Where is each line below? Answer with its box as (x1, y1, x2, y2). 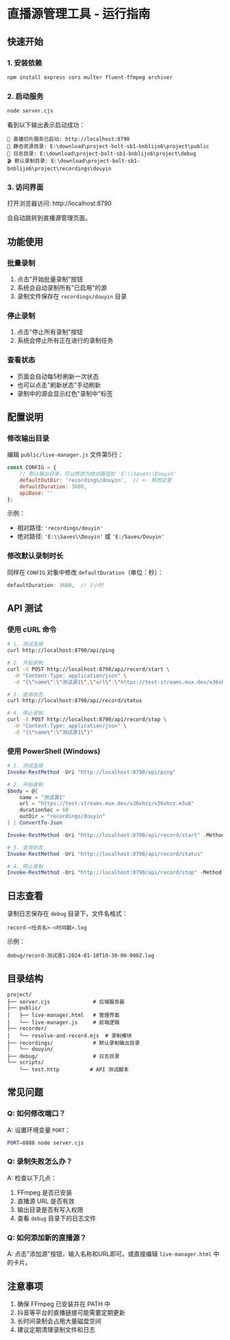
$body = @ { (7, 787, 38, 794)
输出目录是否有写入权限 (16, 1205, 84, 1214)
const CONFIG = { (7, 464, 57, 471)
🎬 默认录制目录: (7, 157, 49, 165)
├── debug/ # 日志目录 (7, 1053, 120, 1060)
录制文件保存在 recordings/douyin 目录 (16, 292, 127, 300)
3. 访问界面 (7, 182, 44, 192)
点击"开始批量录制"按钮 (16, 275, 84, 283)
